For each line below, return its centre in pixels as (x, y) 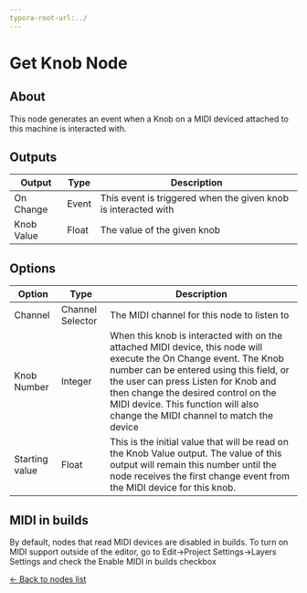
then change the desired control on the (193, 393)
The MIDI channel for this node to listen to (199, 315)
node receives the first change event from (200, 476)
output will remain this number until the (193, 465)
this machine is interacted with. (68, 128)
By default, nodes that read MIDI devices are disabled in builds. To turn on (149, 542)
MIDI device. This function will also (184, 405)
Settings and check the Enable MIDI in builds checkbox (113, 562)
